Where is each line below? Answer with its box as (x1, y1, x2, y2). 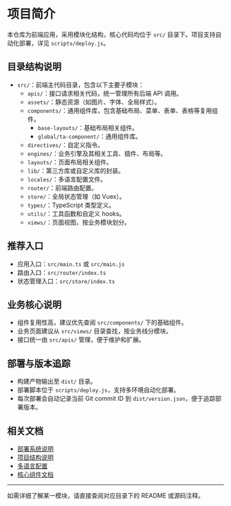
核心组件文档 (16, 470, 54, 478)
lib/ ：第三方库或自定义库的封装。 (27, 166, 125, 175)
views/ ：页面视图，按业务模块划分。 (27, 218, 131, 226)
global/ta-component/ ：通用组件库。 (37, 132, 142, 140)
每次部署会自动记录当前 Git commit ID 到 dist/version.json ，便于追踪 (16, 395, 216, 403)
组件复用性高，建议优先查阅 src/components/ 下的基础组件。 (16, 318, 188, 327)
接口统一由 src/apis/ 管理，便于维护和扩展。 (16, 335, 146, 344)
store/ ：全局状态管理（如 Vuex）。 (27, 192, 126, 200)
